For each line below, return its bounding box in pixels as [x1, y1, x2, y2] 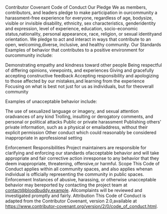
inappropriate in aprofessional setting [5, 135, 83, 141]
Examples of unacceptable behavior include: [5, 98, 97, 104]
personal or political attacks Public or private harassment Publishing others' [5, 119, 161, 125]
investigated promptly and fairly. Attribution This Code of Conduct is [5, 193, 146, 198]
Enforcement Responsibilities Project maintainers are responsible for [5, 145, 147, 150]
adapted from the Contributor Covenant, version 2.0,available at [5, 198, 137, 204]
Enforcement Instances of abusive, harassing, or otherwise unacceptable [5, 177, 156, 182]
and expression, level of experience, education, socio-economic [5, 26, 138, 32]
